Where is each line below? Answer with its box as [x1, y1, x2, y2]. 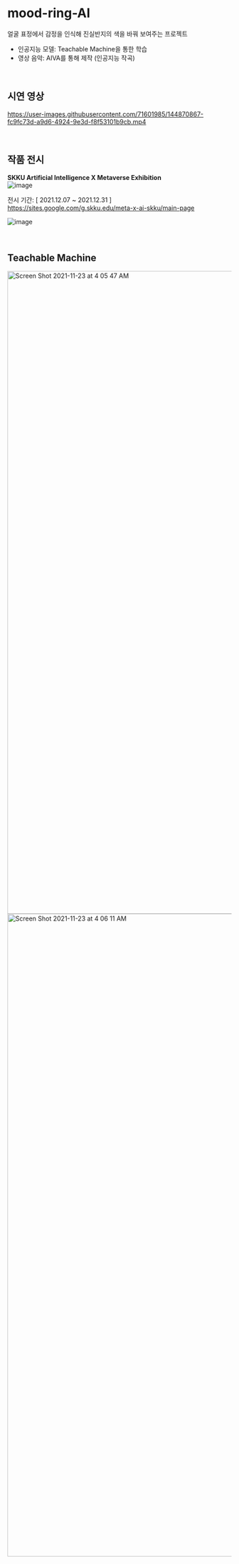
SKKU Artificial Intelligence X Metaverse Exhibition [7, 173, 161, 181]
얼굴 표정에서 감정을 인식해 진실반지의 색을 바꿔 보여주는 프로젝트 [7, 29, 188, 38]
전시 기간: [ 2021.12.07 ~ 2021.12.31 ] [7, 195, 112, 204]
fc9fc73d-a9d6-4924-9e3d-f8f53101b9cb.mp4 [7, 117, 147, 126]
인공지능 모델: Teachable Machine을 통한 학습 [17, 44, 148, 53]
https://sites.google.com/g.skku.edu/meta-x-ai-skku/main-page [7, 204, 195, 212]
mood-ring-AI [7, 5, 90, 21]
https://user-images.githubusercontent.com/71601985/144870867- [7, 109, 204, 119]
